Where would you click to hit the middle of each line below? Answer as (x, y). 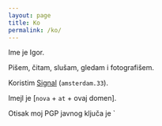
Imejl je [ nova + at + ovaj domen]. (62, 98)
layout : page (30, 15)
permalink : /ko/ (35, 30)
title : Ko (24, 23)
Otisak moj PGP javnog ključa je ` (62, 113)
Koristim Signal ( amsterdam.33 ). (58, 83)
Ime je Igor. (26, 53)
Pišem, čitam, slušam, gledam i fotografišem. (81, 68)
